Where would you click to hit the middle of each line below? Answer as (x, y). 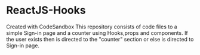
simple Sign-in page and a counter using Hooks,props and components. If (97, 33)
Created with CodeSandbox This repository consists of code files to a (92, 27)
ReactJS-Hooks (46, 10)
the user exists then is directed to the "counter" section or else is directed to (100, 39)
